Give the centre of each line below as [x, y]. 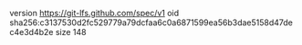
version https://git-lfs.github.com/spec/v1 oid [94, 13]
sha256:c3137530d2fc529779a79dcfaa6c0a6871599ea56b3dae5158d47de [151, 22]
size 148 [71, 32]
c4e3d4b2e [31, 32]
